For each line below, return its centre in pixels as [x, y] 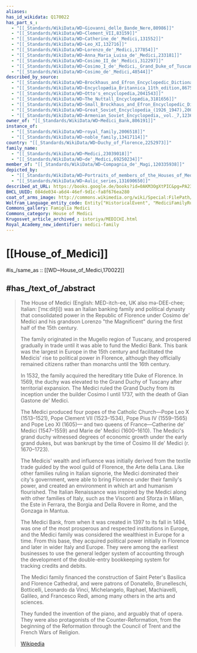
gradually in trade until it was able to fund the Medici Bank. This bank [104, 345]
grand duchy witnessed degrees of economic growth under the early [104, 437]
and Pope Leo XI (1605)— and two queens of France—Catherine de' [103, 424]
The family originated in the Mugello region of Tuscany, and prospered [106, 339]
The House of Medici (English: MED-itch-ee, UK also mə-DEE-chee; [102, 303]
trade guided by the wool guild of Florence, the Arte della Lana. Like [102, 467]
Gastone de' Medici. [45, 400]
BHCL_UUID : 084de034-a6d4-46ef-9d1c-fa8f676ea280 [68, 192]
